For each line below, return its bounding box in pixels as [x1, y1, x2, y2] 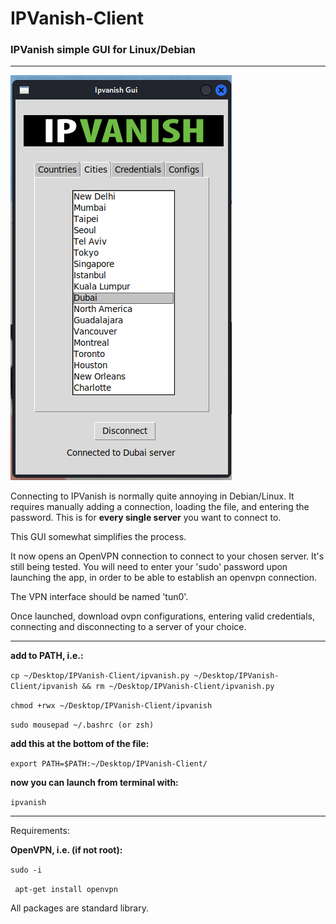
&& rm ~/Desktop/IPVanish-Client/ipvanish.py [81, 682, 275, 692]
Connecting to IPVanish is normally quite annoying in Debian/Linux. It [10, 490, 295, 502]
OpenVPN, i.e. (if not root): [10, 844, 123, 856]
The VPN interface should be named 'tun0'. [10, 591, 189, 603]
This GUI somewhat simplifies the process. [10, 531, 187, 543]
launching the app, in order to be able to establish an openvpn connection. [10, 572, 318, 584]
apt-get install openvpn [14, 885, 118, 895]
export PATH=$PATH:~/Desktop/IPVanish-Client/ [10, 759, 208, 769]
